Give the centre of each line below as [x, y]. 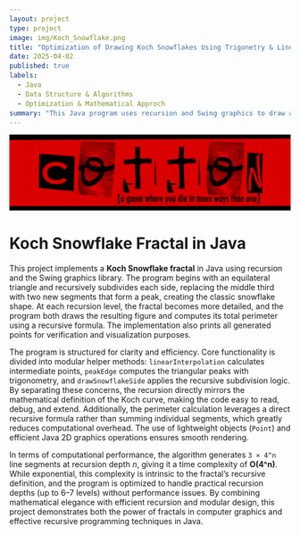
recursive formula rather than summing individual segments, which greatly [146, 419]
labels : [24, 76]
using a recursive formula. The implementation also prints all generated [140, 325]
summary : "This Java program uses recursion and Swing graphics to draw [147, 113]
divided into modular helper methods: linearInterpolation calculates [137, 362]
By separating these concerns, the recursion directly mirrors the [127, 390]
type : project [36, 28]
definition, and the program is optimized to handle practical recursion [137, 483]
